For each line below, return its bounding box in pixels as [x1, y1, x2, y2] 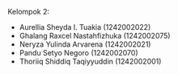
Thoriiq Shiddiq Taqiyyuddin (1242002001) [19, 56, 162, 66]
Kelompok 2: [7, 7, 50, 16]
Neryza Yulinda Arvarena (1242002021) [19, 39, 151, 49]
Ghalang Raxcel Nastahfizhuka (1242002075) [19, 31, 171, 40]
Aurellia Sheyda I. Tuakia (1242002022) [19, 23, 151, 31]
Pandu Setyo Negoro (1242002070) [19, 48, 138, 57]
